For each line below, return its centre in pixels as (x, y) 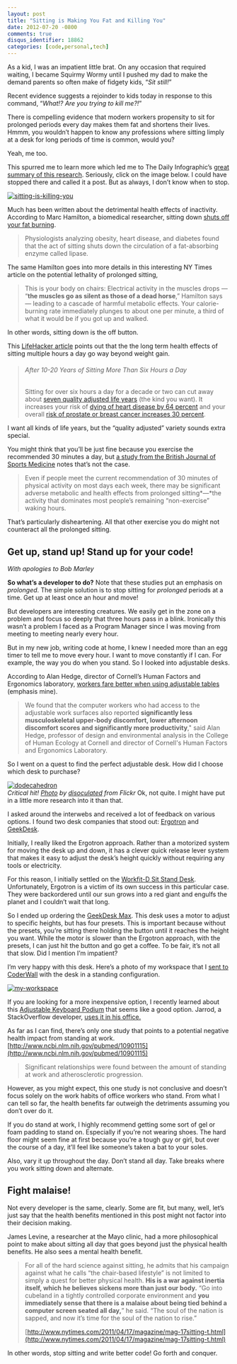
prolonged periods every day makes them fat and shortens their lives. (109, 124)
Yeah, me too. (28, 153)
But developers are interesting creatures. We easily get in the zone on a (111, 611)
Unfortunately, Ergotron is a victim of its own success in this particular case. (118, 887)
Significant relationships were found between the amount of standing (125, 1067)
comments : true (30, 34)
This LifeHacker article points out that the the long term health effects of (112, 346)
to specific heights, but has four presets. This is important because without (117, 923)
